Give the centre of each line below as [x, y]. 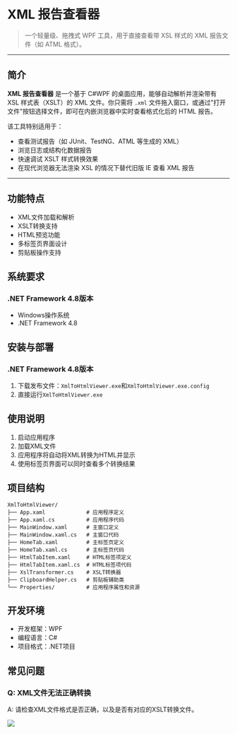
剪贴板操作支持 [39, 252]
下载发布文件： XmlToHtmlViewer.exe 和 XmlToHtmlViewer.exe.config [113, 385]
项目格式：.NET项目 [46, 646]
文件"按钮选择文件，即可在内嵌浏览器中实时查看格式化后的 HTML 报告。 [112, 111]
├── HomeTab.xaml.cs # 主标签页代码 [66, 550]
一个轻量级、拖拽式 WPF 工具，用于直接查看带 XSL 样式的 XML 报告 [123, 35]
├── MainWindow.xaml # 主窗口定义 [63, 527]
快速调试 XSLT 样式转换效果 [58, 159]
